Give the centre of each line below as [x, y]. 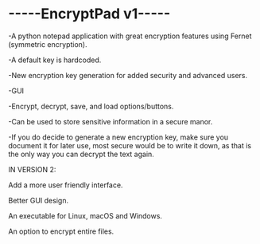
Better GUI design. [39, 200]
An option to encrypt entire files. [61, 231]
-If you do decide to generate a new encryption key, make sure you [118, 137]
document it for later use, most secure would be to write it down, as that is [130, 145]
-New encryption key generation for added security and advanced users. [128, 75]
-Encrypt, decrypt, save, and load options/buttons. [91, 106]
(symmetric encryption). [48, 44]
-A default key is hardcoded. [55, 60]
